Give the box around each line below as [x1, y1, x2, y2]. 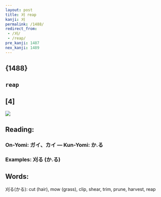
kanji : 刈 [5, 17, 25, 22]
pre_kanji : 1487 [5, 41, 39, 46]
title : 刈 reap [5, 12, 36, 17]
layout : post [5, 7, 33, 13]
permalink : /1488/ [5, 21, 44, 27]
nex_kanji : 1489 [5, 45, 39, 50]
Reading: [5, 125, 34, 134]
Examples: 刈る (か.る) [5, 156, 61, 163]
